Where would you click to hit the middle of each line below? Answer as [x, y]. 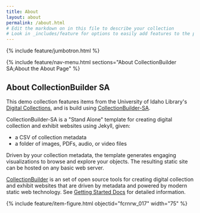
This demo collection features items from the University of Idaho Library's [97, 101]
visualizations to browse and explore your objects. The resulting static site [97, 161]
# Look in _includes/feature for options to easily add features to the [98, 34]
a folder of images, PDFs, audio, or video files [71, 143]
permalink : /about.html [36, 23]
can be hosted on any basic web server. [55, 168]
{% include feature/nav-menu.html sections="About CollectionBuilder [91, 62]
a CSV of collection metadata [51, 137]
